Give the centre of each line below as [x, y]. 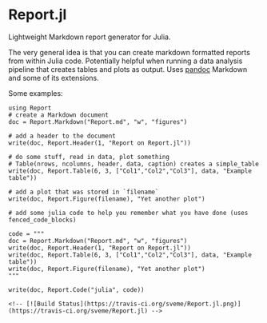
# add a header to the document [62, 136]
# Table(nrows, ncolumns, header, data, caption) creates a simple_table [134, 164]
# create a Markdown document [59, 115]
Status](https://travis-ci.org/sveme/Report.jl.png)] [150, 304]
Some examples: [36, 93]
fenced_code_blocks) [43, 220]
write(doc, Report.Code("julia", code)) [77, 289]
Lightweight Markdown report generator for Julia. [90, 37]
